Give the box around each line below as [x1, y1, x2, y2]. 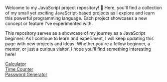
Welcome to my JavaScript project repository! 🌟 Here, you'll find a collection [5, 5, 162, 10]
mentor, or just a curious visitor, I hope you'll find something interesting [5, 46, 151, 52]
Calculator [5, 61, 26, 67]
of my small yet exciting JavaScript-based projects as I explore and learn [5, 10, 155, 16]
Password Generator [5, 72, 48, 77]
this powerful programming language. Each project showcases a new [5, 15, 148, 21]
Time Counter [5, 66, 33, 72]
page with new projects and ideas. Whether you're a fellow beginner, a [5, 41, 151, 47]
